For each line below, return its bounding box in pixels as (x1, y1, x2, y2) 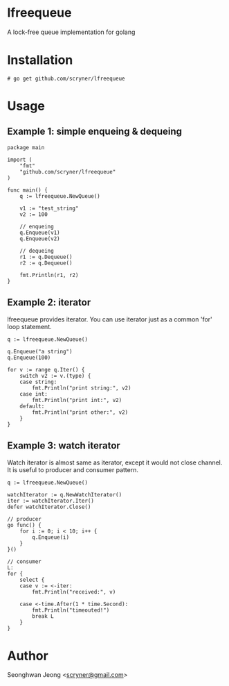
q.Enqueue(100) (7, 354, 51, 361)
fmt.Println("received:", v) (32, 588, 116, 595)
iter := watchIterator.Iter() (7, 497, 95, 504)
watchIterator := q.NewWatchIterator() (7, 491, 122, 498)
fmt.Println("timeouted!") (32, 606, 110, 614)
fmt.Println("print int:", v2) (32, 396, 122, 403)
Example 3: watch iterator (7, 440, 121, 452)
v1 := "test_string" (19, 205, 79, 212)
